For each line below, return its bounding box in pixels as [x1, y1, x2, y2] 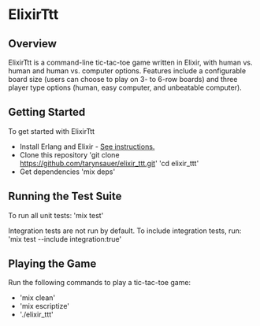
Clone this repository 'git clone [19, 150, 120, 159]
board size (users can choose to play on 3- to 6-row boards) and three [8, 75, 238, 83]
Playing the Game [8, 257, 97, 271]
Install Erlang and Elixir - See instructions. [19, 142, 155, 151]
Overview [8, 37, 58, 50]
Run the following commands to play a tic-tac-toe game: [8, 278, 191, 287]
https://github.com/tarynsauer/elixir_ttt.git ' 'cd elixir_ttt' [19, 158, 199, 168]
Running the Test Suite [8, 190, 122, 203]
